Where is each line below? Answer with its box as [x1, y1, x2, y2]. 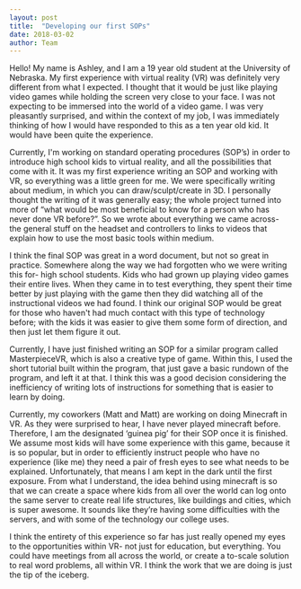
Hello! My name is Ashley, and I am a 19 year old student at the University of [9, 63, 291, 74]
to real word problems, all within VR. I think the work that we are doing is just [9, 560, 293, 571]
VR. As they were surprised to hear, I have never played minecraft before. [9, 418, 281, 429]
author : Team [9, 38, 58, 48]
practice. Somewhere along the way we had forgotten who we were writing [9, 259, 288, 270]
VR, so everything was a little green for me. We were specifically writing [9, 176, 276, 187]
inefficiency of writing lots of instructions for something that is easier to [9, 382, 274, 393]
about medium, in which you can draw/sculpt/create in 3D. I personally [9, 185, 271, 196]
